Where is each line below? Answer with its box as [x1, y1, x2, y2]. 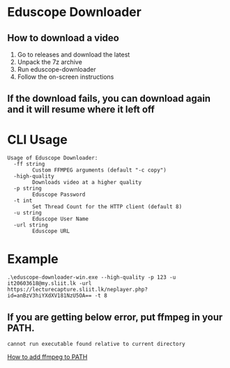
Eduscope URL [32, 228, 70, 235]
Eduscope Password [32, 191, 86, 199]
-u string [13, 210, 42, 217]
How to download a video [7, 32, 120, 44]
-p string [13, 185, 42, 192]
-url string [13, 222, 49, 229]
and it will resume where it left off [7, 104, 155, 116]
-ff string [13, 161, 45, 168]
